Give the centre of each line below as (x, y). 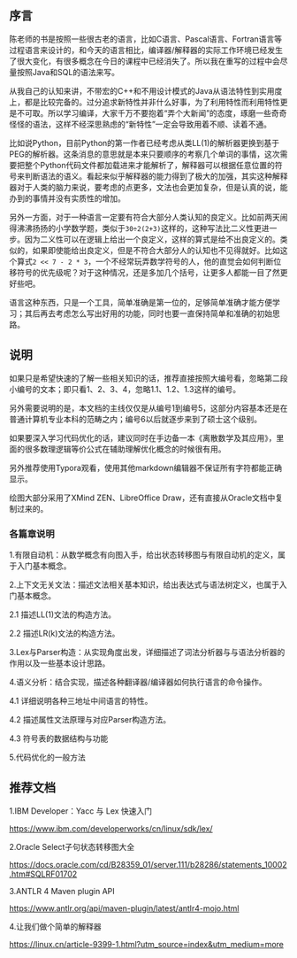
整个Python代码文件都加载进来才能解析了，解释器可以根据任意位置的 (150, 165)
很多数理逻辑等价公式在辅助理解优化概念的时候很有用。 (125, 449)
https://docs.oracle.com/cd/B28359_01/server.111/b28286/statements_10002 (148, 864)
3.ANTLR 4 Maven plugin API (62, 891)
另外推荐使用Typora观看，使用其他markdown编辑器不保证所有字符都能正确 (146, 467)
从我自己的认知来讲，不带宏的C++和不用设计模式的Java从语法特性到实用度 (146, 90)
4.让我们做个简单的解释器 (55, 926)
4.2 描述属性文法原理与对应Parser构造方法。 (90, 719)
